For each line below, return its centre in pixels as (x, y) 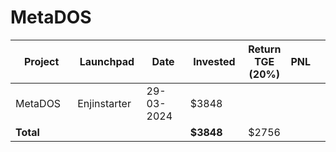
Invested (214, 61)
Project (41, 61)
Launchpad (107, 61)
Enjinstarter (104, 103)
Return (265, 49)
